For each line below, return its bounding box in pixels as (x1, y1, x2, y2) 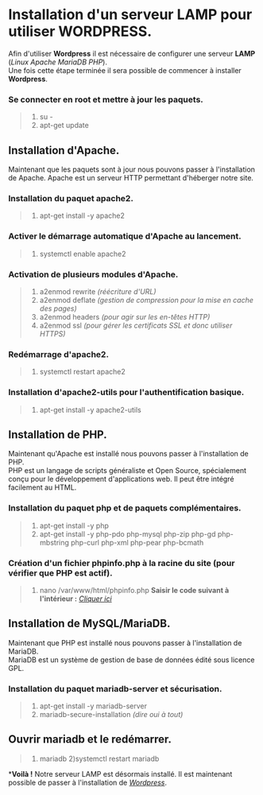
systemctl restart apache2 (39, 367, 126, 377)
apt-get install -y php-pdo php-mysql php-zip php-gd (39, 529, 216, 538)
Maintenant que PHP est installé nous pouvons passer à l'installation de (8, 638, 242, 647)
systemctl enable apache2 (39, 249, 126, 258)
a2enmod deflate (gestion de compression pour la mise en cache (39, 295, 254, 304)
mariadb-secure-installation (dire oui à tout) (39, 710, 184, 719)
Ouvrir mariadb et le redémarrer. (8, 733, 172, 747)
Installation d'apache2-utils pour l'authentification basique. (8, 387, 245, 398)
